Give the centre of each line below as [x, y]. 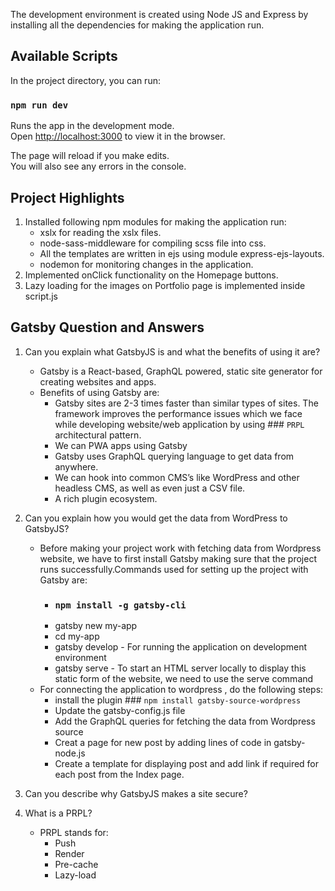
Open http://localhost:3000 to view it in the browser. [118, 136]
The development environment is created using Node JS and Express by [159, 14]
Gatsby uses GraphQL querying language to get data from [174, 456]
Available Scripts [64, 56]
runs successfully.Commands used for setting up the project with [174, 569]
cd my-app [77, 636]
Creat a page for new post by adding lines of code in [163, 743]
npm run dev [39, 105]
